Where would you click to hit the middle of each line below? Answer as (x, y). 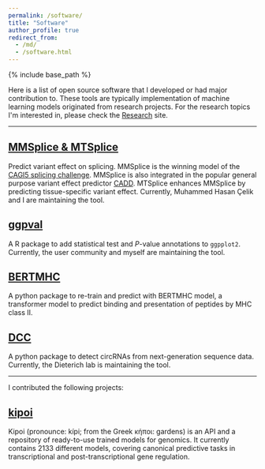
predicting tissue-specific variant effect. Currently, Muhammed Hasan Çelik (131, 191)
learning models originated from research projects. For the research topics (129, 107)
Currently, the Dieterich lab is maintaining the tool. (90, 365)
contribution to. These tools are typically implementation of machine (119, 98)
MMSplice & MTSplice (63, 147)
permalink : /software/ (45, 15)
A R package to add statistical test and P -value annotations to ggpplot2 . (124, 244)
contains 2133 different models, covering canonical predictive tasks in (122, 448)
